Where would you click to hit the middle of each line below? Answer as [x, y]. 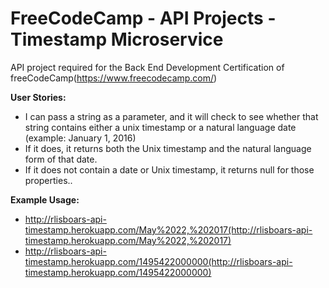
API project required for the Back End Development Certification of [147, 67]
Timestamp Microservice [117, 39]
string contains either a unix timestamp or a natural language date [160, 127]
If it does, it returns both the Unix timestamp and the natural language [168, 148]
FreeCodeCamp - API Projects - [143, 18]
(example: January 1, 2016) [80, 138]
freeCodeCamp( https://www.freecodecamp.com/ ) [114, 78]
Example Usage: [45, 199]
